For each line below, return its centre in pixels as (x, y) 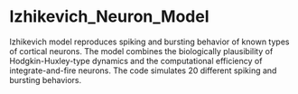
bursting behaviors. (46, 80)
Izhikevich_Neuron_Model (109, 17)
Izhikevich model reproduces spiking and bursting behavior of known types (149, 42)
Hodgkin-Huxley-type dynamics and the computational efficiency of (136, 61)
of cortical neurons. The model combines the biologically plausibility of (141, 51)
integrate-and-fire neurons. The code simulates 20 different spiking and (143, 70)
